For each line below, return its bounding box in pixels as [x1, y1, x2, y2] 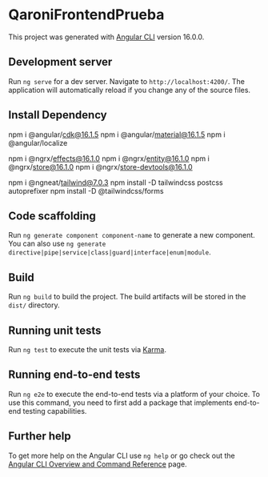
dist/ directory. [8, 300, 60, 310]
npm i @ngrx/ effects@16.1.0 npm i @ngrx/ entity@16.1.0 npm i [8, 154, 210, 163]
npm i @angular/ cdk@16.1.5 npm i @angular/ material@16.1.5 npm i [8, 130, 226, 139]
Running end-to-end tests [8, 368, 141, 382]
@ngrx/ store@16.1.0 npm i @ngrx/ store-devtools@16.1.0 [8, 162, 194, 171]
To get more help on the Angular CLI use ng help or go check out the [8, 451, 235, 460]
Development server [8, 55, 113, 69]
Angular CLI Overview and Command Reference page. [8, 459, 187, 469]
